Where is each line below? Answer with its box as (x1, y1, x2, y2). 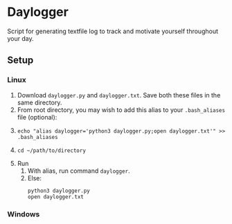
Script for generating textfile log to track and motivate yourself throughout (7, 27, 219, 35)
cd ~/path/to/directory (17, 147, 87, 154)
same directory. (17, 98, 62, 106)
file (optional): (17, 113, 57, 121)
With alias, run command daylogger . (27, 167, 130, 175)
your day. (7, 34, 34, 42)
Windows (7, 209, 40, 218)
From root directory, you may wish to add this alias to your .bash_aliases (17, 105, 226, 114)
